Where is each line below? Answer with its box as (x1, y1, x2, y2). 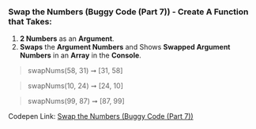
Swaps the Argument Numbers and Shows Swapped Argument (19, 42, 231, 52)
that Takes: (8, 16, 53, 27)
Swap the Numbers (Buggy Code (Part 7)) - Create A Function (8, 6, 249, 17)
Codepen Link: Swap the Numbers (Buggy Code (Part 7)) (8, 112, 194, 121)
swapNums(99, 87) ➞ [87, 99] (27, 97, 125, 106)
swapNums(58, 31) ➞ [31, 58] (27, 66, 123, 76)
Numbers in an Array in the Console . (19, 50, 142, 61)
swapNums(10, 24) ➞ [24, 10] (27, 81, 124, 90)
